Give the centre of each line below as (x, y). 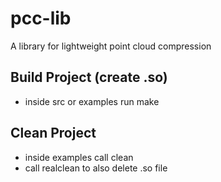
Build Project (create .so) (89, 77)
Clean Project (53, 133)
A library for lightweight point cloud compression (111, 46)
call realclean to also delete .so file (96, 168)
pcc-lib (41, 18)
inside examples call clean (79, 157)
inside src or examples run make (92, 101)
